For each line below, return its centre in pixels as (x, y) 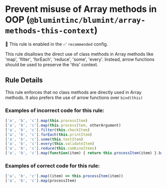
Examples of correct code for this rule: (53, 166)
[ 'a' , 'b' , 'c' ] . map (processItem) (41, 181)
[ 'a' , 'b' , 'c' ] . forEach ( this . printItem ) (49, 135)
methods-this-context (50, 31)
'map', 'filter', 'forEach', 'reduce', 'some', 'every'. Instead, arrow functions (80, 59)
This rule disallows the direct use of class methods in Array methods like (79, 54)
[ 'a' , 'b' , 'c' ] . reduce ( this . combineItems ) (51, 148)
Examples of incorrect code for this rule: (55, 110)
